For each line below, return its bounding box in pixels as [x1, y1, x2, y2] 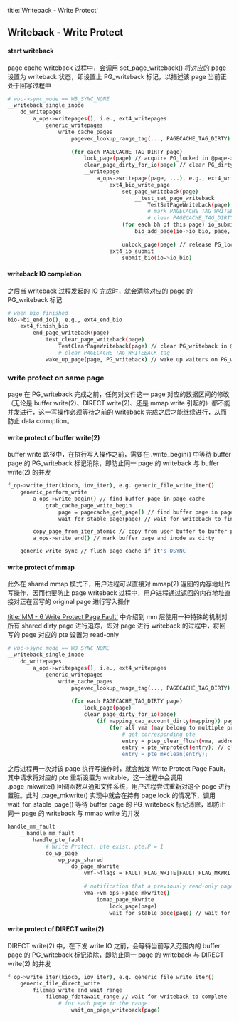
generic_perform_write [20, 489, 87, 496]
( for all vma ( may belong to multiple [109, 724, 224, 731]
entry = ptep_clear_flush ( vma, [122, 737, 215, 745]
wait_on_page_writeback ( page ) [70, 1006, 161, 1014]
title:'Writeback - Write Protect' [7, 6, 99, 14]
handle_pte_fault [33, 836, 84, 844]
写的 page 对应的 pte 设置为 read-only [7, 631, 119, 639]
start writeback [7, 46, 54, 55]
